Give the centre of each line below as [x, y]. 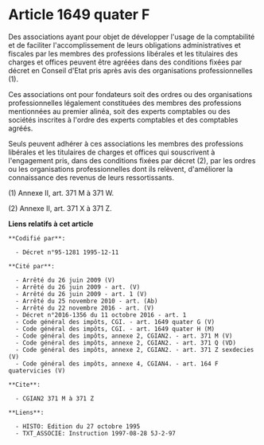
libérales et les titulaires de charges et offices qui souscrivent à [112, 152]
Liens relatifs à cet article [51, 224]
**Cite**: [25, 384]
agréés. [21, 128]
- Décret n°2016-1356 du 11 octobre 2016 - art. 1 [101, 315]
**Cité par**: [32, 266]
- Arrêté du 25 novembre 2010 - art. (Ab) [87, 301]
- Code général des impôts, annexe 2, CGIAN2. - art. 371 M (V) [124, 336]
